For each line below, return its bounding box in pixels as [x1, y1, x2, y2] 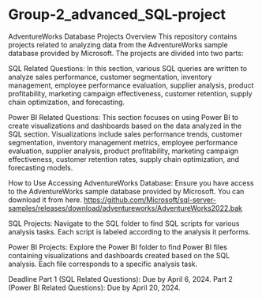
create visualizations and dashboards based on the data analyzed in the [8, 121, 242, 130]
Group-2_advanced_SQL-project [8, 6, 226, 24]
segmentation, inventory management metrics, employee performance [8, 137, 238, 147]
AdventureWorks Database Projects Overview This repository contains [8, 32, 238, 41]
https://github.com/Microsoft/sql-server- [84, 195, 217, 204]
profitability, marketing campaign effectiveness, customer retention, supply [8, 88, 253, 98]
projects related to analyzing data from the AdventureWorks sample [8, 39, 228, 49]
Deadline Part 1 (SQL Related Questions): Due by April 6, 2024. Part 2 [8, 274, 233, 283]
